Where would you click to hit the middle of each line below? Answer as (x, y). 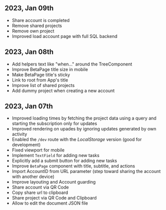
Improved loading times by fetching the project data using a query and (84, 118)
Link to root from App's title (40, 80)
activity (19, 134)
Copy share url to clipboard (40, 192)
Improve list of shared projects (43, 85)
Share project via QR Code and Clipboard (54, 198)
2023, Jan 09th (29, 8)
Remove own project (33, 31)
